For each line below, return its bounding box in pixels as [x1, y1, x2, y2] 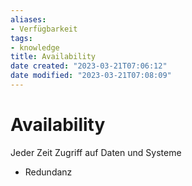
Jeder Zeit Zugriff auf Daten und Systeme [10, 146, 182, 158]
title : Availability [10, 52, 97, 62]
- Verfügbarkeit [10, 24, 78, 34]
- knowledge [10, 42, 60, 53]
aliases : [10, 14, 47, 25]
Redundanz [24, 166, 73, 178]
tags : [10, 33, 33, 43]
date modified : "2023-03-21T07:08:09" [10, 71, 172, 81]
